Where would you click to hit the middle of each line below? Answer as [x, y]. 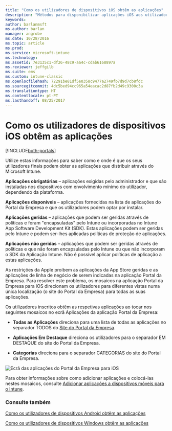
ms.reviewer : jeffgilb [29, 67]
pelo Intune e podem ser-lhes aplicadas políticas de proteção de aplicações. [86, 234]
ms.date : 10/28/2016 [27, 39]
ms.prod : [15, 48]
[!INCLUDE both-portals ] [31, 151]
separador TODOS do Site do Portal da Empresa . [64, 328]
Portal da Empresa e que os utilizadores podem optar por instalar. [74, 208]
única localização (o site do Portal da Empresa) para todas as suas [76, 291]
